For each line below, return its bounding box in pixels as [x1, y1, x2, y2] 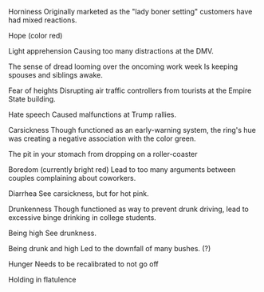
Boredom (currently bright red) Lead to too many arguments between [8, 165, 236, 174]
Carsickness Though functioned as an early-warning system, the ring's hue [8, 126, 257, 134]
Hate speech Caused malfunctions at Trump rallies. [8, 110, 177, 119]
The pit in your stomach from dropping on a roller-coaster [8, 150, 198, 158]
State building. [8, 94, 56, 103]
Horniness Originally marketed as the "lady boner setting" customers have [8, 7, 253, 16]
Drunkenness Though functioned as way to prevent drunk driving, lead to [8, 204, 250, 214]
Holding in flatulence [8, 275, 77, 284]
